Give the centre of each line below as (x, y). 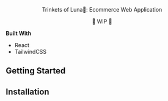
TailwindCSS (31, 52)
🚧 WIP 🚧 (102, 21)
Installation (27, 92)
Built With (19, 33)
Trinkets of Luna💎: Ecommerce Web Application (102, 9)
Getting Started (36, 71)
